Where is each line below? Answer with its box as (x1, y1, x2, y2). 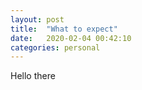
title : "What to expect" (10, 24, 118, 34)
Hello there (10, 70, 56, 82)
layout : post (10, 14, 65, 25)
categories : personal (10, 42, 101, 53)
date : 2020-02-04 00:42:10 (10, 33, 132, 43)
